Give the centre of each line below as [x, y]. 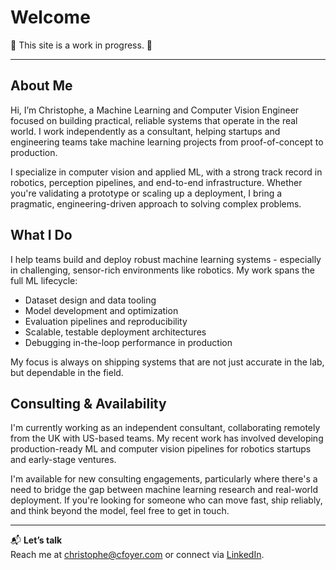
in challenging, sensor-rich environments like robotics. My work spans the [162, 270]
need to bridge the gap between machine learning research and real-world [164, 490]
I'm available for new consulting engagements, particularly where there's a [164, 479]
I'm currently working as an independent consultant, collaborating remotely [165, 428]
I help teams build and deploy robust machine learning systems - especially [166, 259]
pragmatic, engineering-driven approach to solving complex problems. [156, 203]
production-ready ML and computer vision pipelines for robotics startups [161, 449]
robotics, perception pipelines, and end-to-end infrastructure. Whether [156, 182]
